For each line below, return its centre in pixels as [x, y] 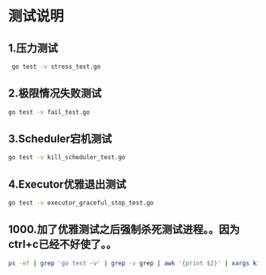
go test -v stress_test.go [56, 67]
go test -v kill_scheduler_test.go [67, 158]
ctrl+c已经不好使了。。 [63, 244]
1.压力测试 [33, 48]
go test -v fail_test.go [49, 112]
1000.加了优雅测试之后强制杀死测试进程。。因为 [124, 229]
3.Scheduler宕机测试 [60, 138]
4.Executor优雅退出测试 [67, 184]
